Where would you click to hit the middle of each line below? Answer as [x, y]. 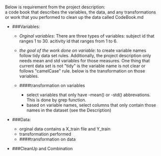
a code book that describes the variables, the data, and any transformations [80, 12]
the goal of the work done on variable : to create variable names [83, 50]
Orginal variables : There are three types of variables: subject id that [87, 36]
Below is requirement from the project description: [55, 7]
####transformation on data [47, 139]
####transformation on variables [52, 85]
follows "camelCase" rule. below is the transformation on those [82, 71]
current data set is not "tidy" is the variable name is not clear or [82, 66]
